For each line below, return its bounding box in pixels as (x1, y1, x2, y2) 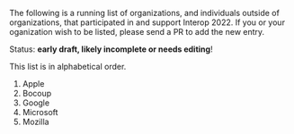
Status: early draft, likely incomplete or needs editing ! (9, 44, 213, 54)
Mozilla (22, 116, 49, 127)
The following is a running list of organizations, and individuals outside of (9, 8, 281, 18)
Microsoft (22, 107, 58, 117)
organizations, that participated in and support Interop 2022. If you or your (9, 17, 286, 28)
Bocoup (22, 88, 52, 98)
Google (22, 97, 50, 108)
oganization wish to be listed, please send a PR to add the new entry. (9, 27, 265, 37)
